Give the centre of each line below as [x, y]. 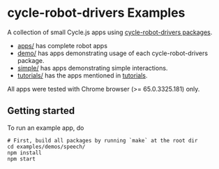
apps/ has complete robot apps [62, 45]
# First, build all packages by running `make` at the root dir [103, 140]
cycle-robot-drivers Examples [96, 13]
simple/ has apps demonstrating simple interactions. [92, 68]
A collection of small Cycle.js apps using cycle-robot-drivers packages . [110, 32]
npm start [22, 159]
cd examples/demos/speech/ [46, 147]
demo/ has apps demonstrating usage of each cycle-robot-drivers [112, 53]
